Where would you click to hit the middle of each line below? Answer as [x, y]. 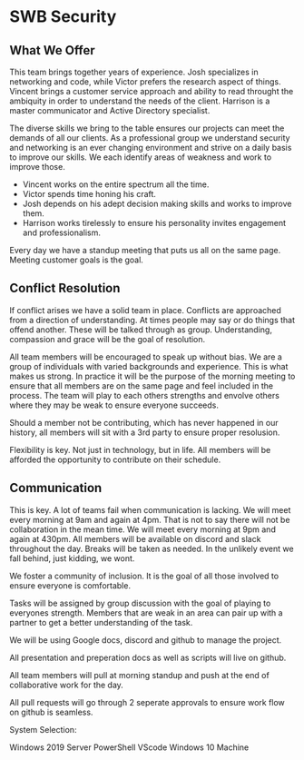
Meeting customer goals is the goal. [76, 260]
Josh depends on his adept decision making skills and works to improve [157, 203]
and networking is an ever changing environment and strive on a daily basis [151, 148]
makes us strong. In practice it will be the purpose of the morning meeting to [152, 376]
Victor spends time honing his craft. [89, 194]
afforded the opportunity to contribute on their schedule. [115, 459]
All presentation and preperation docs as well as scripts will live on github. [148, 657]
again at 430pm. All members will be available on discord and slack [135, 538]
